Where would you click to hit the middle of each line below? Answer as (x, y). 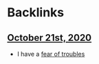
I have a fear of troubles (51, 54)
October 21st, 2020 (49, 38)
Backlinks (36, 13)
